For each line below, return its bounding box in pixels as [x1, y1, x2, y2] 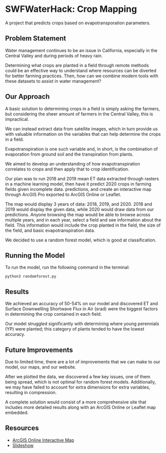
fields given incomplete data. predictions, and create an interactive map [5, 186, 152, 192]
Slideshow [12, 442, 34, 448]
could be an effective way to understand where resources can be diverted [5, 67, 157, 73]
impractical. [5, 116, 29, 122]
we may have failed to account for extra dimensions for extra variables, [5, 384, 150, 390]
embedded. [5, 410, 29, 415]
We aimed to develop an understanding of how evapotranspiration [5, 161, 140, 167]
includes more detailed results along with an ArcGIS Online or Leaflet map [5, 404, 156, 410]
